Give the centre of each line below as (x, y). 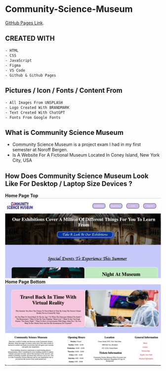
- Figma (13, 65)
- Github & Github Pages (31, 75)
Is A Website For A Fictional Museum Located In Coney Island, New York (86, 155)
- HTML (12, 51)
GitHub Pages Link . (25, 23)
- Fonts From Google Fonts (33, 118)
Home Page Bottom (25, 282)
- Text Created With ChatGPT (35, 113)
